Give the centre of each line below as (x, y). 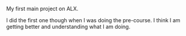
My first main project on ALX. (42, 9)
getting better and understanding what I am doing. (68, 27)
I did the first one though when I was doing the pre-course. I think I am (93, 20)
